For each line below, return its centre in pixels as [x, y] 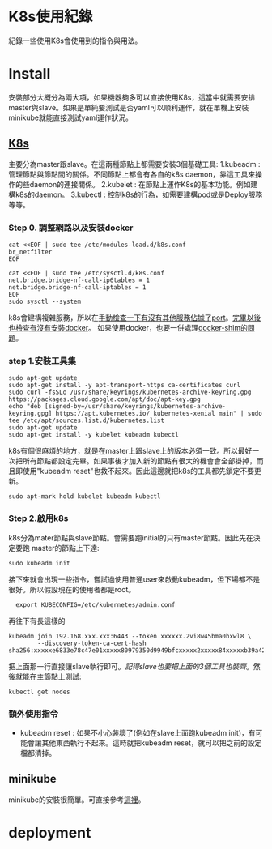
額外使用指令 [34, 714]
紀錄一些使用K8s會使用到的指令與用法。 [75, 41]
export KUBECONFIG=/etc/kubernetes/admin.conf [96, 604]
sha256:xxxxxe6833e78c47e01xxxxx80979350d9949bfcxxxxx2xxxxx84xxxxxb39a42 [137, 650]
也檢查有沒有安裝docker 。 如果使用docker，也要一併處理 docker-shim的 [128, 327]
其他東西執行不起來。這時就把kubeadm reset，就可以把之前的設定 [152, 743]
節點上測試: [63, 676]
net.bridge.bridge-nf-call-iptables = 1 [78, 287]
